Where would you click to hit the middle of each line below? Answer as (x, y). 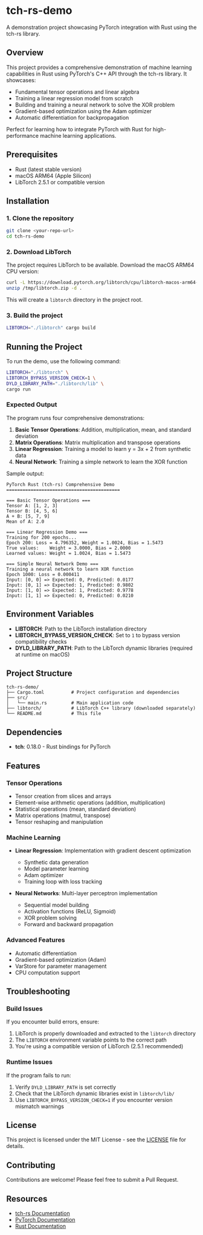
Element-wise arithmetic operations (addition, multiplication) (90, 802)
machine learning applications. (78, 135)
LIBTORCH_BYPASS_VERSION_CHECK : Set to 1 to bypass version (97, 635)
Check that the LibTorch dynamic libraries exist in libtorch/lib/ (95, 1093)
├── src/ (17, 698)
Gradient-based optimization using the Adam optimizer (83, 111)
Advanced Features (36, 940)
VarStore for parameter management (61, 966)
